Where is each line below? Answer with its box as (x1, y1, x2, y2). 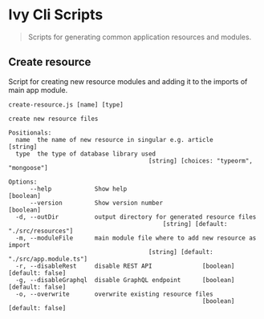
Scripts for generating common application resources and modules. (27, 32, 252, 42)
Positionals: (8, 128, 52, 137)
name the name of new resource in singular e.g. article (15, 135, 214, 143)
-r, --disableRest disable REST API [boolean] (15, 262, 235, 270)
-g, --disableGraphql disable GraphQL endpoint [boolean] (15, 276, 235, 284)
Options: (8, 178, 38, 186)
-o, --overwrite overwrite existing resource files (15, 290, 214, 298)
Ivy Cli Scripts (8, 6, 104, 24)
